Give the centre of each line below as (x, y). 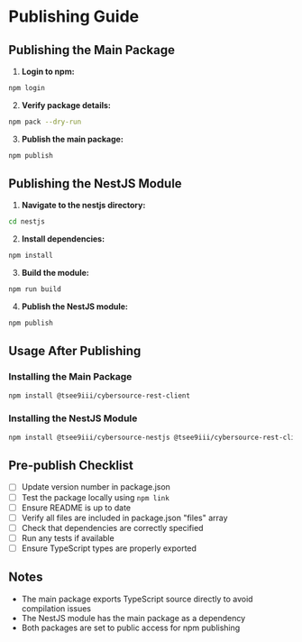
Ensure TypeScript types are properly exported (109, 548)
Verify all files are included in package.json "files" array (124, 518)
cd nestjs (27, 222)
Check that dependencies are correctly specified (112, 527)
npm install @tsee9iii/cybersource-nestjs (89, 437)
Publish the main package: (72, 139)
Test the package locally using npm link (96, 497)
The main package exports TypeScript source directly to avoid (137, 599)
